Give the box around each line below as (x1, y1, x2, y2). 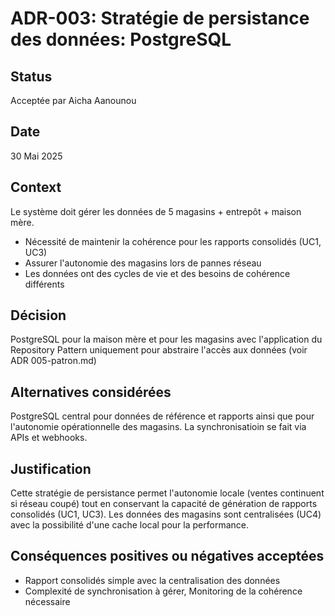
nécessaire (24, 595, 71, 607)
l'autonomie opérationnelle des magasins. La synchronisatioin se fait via (10, 421, 307, 433)
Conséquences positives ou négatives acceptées (10, 548, 325, 565)
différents (24, 278, 65, 290)
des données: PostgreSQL (10, 28, 232, 51)
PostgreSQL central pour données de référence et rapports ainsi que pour (10, 410, 315, 422)
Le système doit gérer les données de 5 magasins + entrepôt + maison (10, 205, 302, 217)
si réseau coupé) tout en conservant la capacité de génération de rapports (10, 498, 318, 510)
